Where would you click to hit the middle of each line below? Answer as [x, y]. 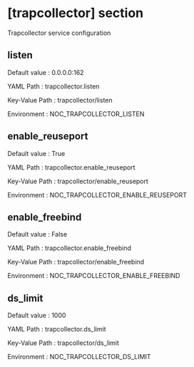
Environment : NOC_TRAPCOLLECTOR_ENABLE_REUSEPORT [97, 195]
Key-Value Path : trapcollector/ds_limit [63, 343]
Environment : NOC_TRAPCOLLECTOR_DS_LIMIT [79, 357]
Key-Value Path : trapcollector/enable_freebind [76, 262]
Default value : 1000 [37, 316]
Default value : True [36, 153]
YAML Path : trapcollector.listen [53, 86]
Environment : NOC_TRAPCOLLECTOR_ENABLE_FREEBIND [94, 276]
